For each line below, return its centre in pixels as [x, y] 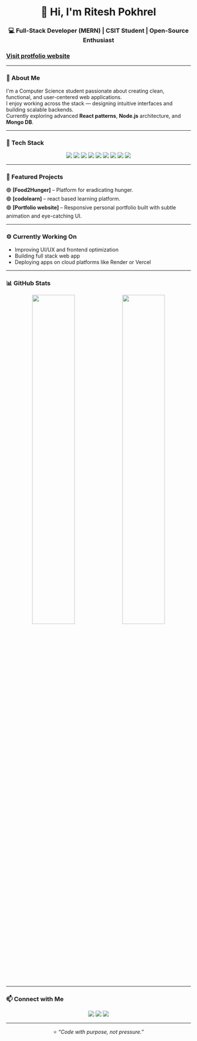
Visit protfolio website [38, 56]
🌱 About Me [23, 78]
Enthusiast [98, 40]
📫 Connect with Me [35, 999]
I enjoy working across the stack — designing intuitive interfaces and [89, 103]
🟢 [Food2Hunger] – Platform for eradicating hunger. [70, 190]
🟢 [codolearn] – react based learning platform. [63, 199]
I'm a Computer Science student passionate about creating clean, [85, 91]
